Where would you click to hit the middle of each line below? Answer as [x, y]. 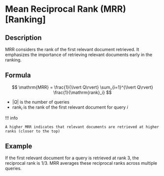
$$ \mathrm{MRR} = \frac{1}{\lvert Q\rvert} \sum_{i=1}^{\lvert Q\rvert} [82, 87]
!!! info [12, 118]
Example [19, 146]
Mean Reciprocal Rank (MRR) [66, 9]
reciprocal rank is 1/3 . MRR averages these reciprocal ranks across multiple [81, 163]
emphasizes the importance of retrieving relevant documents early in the [79, 55]
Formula [18, 75]
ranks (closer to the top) [33, 131]
